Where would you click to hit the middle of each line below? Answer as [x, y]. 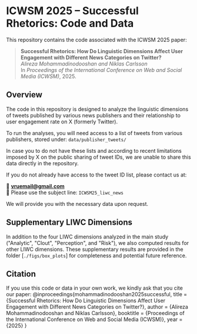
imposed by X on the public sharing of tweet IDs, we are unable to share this [98, 157]
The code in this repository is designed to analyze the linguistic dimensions [97, 109]
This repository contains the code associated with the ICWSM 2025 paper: [96, 40]
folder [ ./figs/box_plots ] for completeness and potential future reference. [96, 256]
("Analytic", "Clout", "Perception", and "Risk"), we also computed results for [98, 243]
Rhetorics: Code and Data [70, 23]
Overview [24, 95]
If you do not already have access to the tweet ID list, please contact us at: [96, 175]
